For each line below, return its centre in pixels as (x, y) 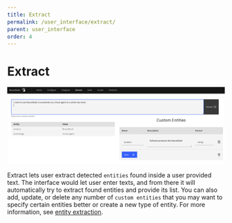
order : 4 (20, 37)
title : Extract (29, 15)
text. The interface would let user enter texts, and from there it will (101, 182)
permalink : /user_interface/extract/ (61, 22)
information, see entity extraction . (55, 212)
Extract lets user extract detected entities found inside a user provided (109, 175)
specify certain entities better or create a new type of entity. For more (106, 204)
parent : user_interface (41, 29)
